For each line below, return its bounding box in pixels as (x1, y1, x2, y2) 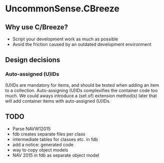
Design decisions (5, 56, 60, 64)
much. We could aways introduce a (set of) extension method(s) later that (5, 93, 157, 99)
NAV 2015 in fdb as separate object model (12, 152, 99, 158)
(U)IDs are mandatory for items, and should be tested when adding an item (5, 82, 159, 88)
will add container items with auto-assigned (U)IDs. (5, 98, 111, 104)
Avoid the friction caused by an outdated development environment (12, 41, 151, 47)
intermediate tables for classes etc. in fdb (12, 136, 98, 142)
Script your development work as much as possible (12, 36, 118, 42)
